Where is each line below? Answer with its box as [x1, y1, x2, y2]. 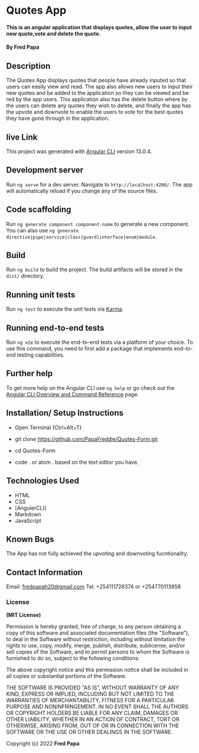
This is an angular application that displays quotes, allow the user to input [6, 23, 192, 30]
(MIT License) [6, 612, 42, 619]
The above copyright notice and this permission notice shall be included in [6, 666, 188, 674]
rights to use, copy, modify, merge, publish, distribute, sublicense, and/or [6, 642, 185, 649]
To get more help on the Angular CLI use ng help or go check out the [6, 384, 175, 391]
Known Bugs [6, 534, 55, 544]
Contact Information [6, 567, 83, 577]
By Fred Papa [6, 44, 40, 51]
